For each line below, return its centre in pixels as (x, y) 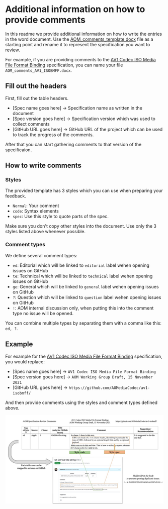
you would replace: (25, 362)
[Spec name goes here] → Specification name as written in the (77, 108)
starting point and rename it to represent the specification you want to (78, 44)
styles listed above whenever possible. (45, 232)
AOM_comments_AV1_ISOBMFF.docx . (38, 70)
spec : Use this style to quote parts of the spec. (61, 217)
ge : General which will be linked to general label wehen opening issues (86, 286)
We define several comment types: (41, 255)
